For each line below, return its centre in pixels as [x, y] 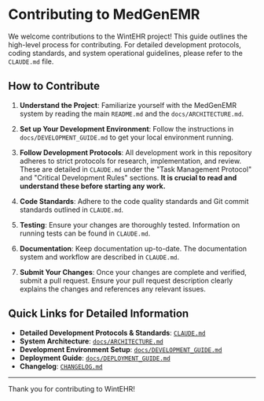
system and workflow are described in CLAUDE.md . [99, 257]
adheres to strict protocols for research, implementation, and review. [130, 161]
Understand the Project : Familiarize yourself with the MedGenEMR [128, 105]
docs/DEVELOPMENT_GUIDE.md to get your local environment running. [126, 137]
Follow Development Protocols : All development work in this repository [136, 152]
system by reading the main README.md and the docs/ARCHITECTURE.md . [132, 113]
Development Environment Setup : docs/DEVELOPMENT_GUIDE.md [121, 349]
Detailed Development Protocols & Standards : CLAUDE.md [112, 332]
